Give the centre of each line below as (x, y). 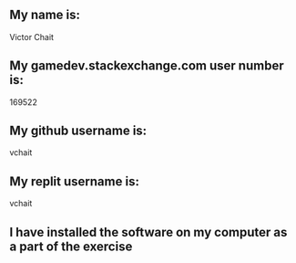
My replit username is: (74, 181)
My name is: (45, 15)
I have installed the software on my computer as (148, 232)
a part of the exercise (71, 246)
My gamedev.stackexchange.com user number (147, 66)
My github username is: (78, 131)
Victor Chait (32, 37)
